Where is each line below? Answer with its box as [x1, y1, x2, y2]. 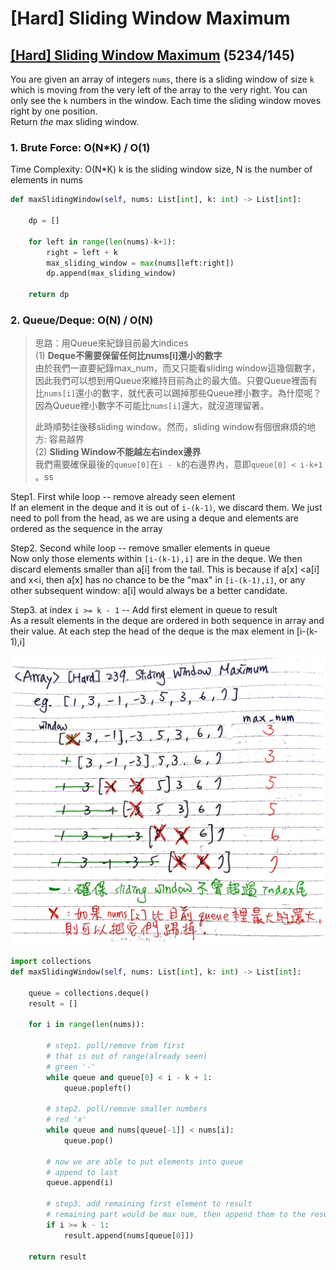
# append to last [46, 1167, 118, 1177]
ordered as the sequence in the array [10, 523, 163, 535]
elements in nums [10, 174, 83, 186]
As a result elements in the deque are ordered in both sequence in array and [10, 615, 325, 627]
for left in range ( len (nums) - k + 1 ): [28, 237, 177, 247]
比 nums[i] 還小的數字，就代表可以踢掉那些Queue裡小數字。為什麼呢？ [34, 387, 322, 399]
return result [28, 1252, 87, 1262]
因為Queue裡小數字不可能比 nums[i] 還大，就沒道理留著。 [34, 400, 270, 412]
